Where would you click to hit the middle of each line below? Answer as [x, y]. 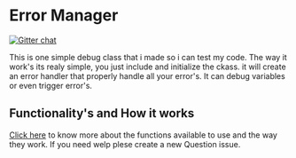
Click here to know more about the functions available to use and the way [143, 135]
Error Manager [64, 16]
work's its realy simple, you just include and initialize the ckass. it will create [148, 67]
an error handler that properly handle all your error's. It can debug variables [147, 75]
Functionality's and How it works [102, 113]
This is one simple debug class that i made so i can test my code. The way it [148, 57]
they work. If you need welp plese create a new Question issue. [125, 144]
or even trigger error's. [51, 85]
